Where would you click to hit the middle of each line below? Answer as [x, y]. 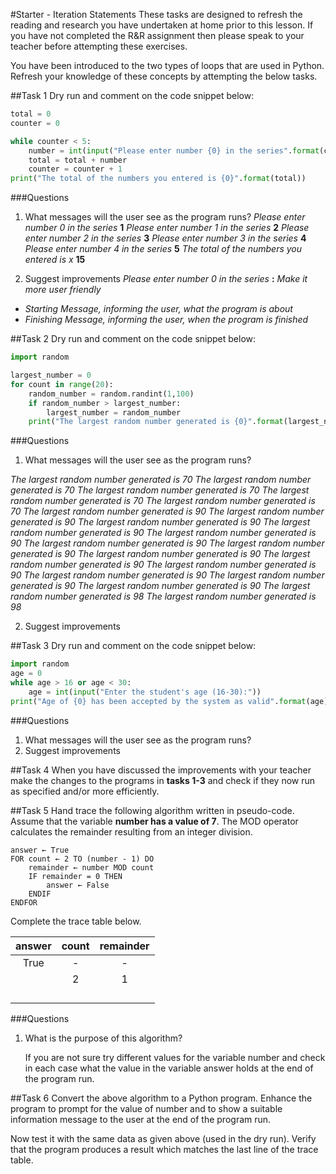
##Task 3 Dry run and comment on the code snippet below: [133, 646]
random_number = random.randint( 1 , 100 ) [111, 394]
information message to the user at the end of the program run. [141, 1119]
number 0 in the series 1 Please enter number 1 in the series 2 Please [167, 228]
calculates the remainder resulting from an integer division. [131, 831]
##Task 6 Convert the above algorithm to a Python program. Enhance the [161, 1098]
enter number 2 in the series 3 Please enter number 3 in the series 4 [165, 238]
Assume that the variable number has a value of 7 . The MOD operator [154, 821]
